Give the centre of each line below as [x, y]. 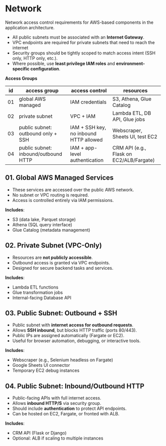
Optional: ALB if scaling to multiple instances [58, 438]
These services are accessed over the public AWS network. [73, 190]
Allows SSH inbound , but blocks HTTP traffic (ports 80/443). [75, 330]
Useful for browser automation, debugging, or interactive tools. [76, 341]
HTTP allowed [86, 140]
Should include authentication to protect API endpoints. [69, 408]
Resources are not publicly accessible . [52, 257]
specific [21, 69]
